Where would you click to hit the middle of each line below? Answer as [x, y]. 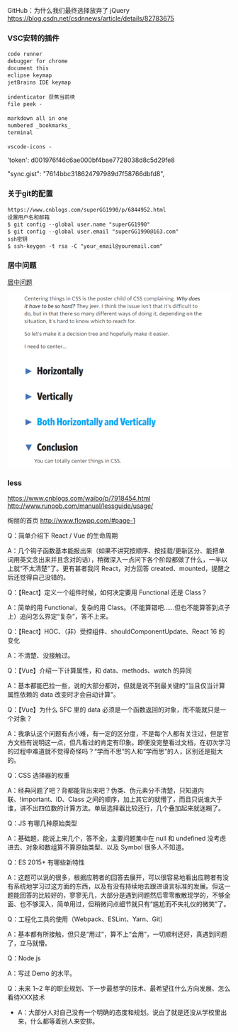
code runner [25, 54]
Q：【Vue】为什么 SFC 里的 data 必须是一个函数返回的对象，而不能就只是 [114, 710]
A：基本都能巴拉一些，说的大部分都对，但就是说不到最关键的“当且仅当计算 [116, 686]
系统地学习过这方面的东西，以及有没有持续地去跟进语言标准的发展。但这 [119, 886]
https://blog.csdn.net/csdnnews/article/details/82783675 [91, 18]
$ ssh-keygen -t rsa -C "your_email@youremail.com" [85, 246]
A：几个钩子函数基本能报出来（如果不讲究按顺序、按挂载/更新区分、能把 [113, 551]
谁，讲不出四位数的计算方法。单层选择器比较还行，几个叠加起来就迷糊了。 [116, 808]
